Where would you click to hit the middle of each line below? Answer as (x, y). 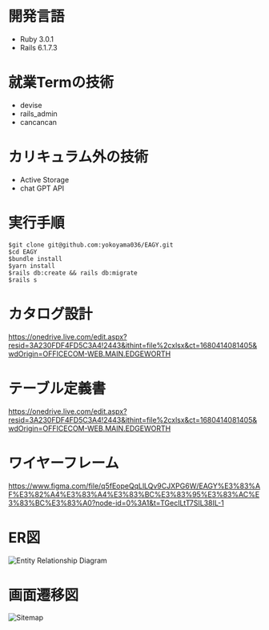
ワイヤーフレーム (64, 463)
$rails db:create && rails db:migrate (73, 273)
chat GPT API (42, 188)
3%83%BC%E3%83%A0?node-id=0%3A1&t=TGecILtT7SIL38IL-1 (116, 503)
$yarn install (32, 266)
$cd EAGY (23, 252)
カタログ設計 (51, 314)
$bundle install (35, 259)
